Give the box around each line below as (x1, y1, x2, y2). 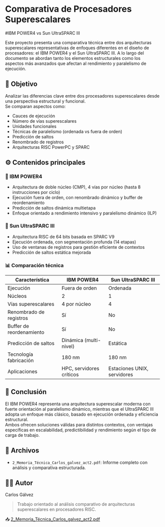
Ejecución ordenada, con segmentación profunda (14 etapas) (12, 239, 137, 245)
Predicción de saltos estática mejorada (12, 249, 91, 255)
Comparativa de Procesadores (5, 3, 132, 15)
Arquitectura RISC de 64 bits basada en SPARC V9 (12, 234, 114, 239)
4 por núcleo (61, 301, 91, 308)
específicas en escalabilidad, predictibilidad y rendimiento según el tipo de (5, 427, 156, 433)
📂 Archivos (5, 447, 39, 455)
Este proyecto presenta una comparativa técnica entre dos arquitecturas (5, 39, 152, 45)
